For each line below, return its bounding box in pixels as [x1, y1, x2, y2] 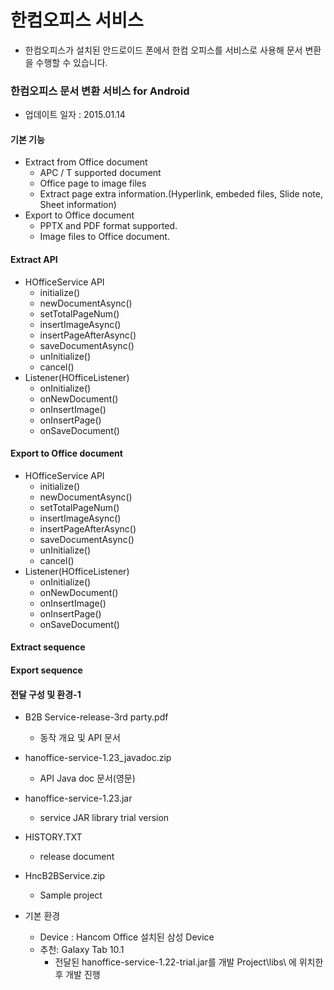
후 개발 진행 [54, 969, 101, 981]
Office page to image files [39, 177, 147, 190]
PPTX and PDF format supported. [39, 220, 178, 232]
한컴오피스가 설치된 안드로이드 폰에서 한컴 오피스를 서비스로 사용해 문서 [24, 44, 303, 56]
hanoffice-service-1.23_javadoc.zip [24, 752, 172, 764]
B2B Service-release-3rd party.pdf [24, 711, 169, 723]
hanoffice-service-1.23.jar [24, 792, 133, 805]
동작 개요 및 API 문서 [39, 732, 121, 744]
